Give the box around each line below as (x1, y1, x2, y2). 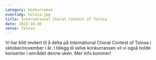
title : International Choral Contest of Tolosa (5, 16, 108, 21)
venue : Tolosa (5, 26, 35, 31)
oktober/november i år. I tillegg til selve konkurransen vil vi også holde (5, 45, 151, 51)
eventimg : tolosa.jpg (5, 12, 51, 17)
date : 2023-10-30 (5, 21, 42, 26)
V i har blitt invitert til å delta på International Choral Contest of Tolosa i (5, 39, 151, 45)
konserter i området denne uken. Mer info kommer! (5, 50, 112, 56)
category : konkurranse (5, 7, 53, 12)
